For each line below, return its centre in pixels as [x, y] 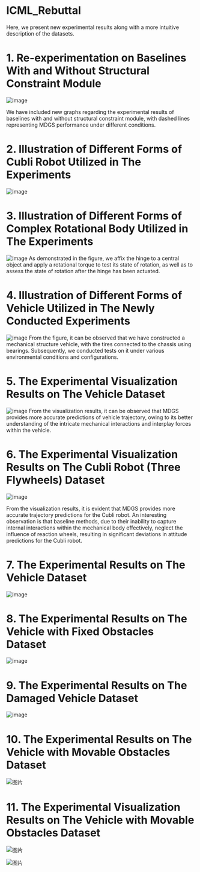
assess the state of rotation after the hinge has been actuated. [83, 271]
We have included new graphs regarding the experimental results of [90, 112]
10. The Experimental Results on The [99, 739]
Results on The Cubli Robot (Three [94, 467]
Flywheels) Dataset [56, 480]
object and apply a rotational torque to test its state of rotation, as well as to [100, 264]
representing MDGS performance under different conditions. [81, 125]
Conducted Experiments [68, 321]
